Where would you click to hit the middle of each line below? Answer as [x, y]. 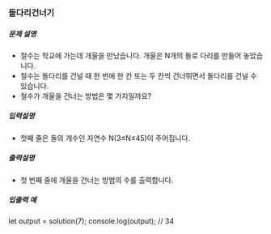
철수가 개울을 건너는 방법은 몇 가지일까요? [86, 96]
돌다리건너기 [32, 12]
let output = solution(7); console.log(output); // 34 [91, 221]
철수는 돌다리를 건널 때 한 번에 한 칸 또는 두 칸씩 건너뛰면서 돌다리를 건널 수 [138, 75]
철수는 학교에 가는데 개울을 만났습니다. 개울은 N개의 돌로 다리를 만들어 [131, 55]
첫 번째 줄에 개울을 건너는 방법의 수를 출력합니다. [97, 180]
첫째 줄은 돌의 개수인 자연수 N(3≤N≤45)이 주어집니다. [105, 138]
